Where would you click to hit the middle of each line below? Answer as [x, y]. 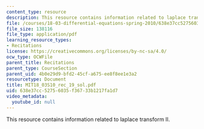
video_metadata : [27, 96]
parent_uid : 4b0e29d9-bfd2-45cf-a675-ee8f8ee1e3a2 [72, 74]
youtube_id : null [34, 102]
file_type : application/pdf [42, 35]
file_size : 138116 [29, 29]
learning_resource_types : [39, 40]
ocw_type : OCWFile [29, 57]
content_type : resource [36, 12]
